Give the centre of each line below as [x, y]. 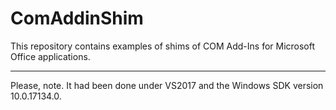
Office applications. [50, 56]
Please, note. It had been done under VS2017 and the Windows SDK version [167, 85]
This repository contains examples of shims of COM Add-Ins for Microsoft [163, 46]
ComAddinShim [77, 18]
